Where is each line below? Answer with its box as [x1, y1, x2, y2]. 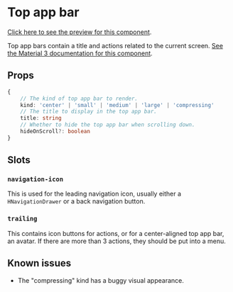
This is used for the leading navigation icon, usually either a [7, 189, 182, 198]
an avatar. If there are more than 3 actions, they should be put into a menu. [7, 237, 226, 245]
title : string [20, 115, 62, 122]
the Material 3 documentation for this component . [7, 49, 153, 57]
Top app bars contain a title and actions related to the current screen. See [7, 41, 224, 50]
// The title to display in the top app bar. [20, 108, 158, 116]
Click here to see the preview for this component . [7, 28, 152, 36]
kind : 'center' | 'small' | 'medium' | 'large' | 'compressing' [20, 101, 215, 108]
